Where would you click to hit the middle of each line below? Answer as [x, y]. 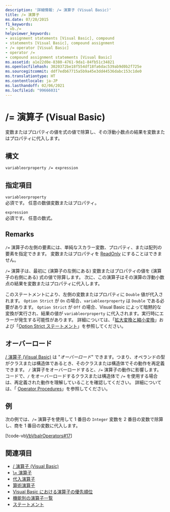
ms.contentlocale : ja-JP [31, 81]
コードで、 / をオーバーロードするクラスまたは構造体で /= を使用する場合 [82, 376]
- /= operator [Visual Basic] [37, 48]
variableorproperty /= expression [42, 168]
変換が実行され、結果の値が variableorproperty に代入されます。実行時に [82, 313]
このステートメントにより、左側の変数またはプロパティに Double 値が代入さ [84, 294]
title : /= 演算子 [22, 15]
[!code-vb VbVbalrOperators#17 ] [39, 436]
